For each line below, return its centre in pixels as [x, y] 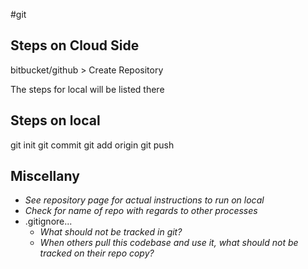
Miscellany [45, 176]
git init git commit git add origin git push [92, 145]
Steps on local [55, 120]
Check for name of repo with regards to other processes [141, 211]
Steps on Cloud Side [75, 45]
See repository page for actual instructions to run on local [144, 200]
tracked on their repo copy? [97, 253]
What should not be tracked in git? [111, 232]
